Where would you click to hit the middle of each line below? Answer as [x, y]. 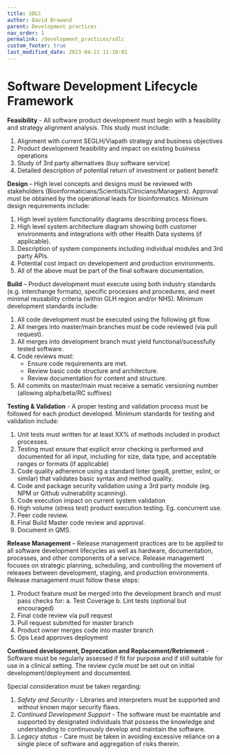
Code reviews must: [45, 356]
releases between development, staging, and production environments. [108, 572]
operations [32, 156]
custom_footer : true [37, 46]
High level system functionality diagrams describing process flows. [112, 219]
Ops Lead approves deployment [63, 637]
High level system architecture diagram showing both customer [107, 226]
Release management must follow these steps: [73, 580]
